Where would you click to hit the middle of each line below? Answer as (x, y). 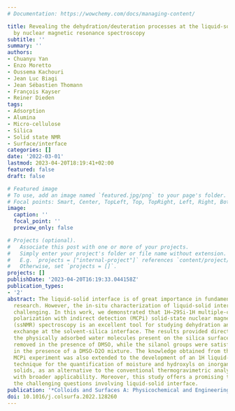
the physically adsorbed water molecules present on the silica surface (122, 338)
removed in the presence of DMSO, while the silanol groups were (111, 344)
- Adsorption (26, 111)
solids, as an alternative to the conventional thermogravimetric (112, 371)
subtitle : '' (26, 39)
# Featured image (33, 189)
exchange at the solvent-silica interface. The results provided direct (122, 332)
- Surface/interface (37, 144)
